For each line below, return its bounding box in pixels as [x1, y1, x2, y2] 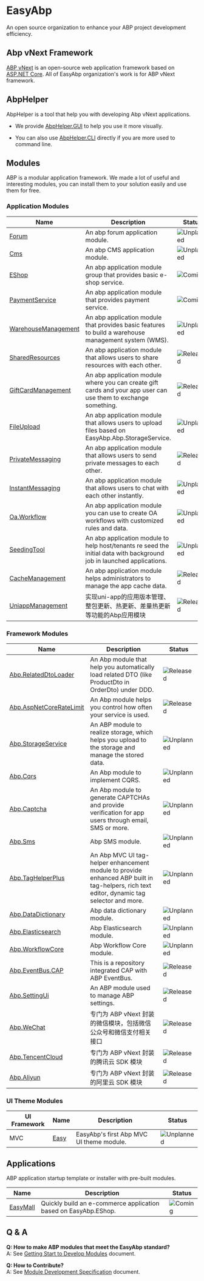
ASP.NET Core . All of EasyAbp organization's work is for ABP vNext [6, 70, 175, 78]
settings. [90, 999, 115, 1007]
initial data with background [85, 549, 165, 557]
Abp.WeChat [9, 1023, 46, 1032]
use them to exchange [85, 393, 149, 402]
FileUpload [9, 422, 41, 431]
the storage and [90, 743, 135, 751]
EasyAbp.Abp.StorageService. [85, 433, 171, 442]
